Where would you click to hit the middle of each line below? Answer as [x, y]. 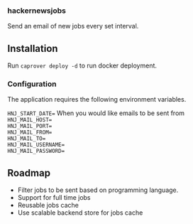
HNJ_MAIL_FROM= [30, 133]
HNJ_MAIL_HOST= [30, 120]
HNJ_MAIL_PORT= [30, 127]
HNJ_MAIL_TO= [27, 139]
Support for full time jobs [54, 198]
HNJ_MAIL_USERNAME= [36, 145]
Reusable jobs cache [48, 206]
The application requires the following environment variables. [97, 100]
